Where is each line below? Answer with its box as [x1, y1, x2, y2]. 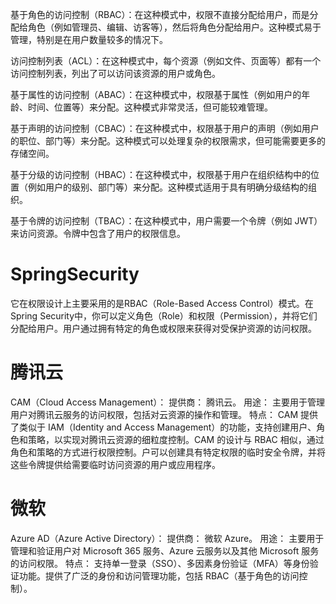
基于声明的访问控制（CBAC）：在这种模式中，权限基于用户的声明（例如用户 [10, 123, 320, 134]
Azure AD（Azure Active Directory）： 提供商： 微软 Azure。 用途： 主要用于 [10, 532, 325, 544]
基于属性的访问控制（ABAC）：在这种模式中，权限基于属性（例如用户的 [10, 89, 302, 100]
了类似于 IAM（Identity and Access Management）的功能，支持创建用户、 [10, 421, 317, 433]
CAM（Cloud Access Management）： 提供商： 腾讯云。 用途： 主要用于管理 [10, 396, 326, 408]
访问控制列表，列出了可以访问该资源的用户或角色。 [10, 68, 221, 79]
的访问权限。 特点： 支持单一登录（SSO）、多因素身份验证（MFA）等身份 [10, 557, 310, 569]
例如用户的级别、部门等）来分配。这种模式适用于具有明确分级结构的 [27, 181, 308, 193]
